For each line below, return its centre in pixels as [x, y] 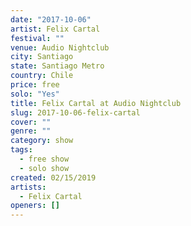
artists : [28, 187]
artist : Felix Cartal [55, 29]
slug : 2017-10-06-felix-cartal [75, 112]
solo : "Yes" [35, 94]
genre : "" [31, 131]
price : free [35, 85]
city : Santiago [42, 57]
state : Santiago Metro [57, 66]
